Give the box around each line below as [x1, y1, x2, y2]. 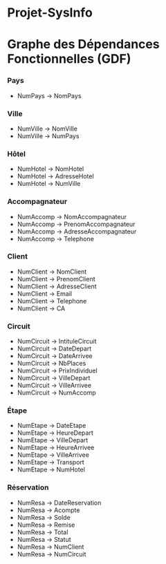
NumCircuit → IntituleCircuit [17, 337, 97, 346]
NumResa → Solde [17, 513, 71, 521]
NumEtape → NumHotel [17, 465, 85, 474]
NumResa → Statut [17, 535, 71, 543]
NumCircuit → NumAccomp [17, 388, 96, 397]
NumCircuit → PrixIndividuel [17, 366, 98, 375]
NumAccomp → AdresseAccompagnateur [17, 227, 137, 236]
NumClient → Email [17, 289, 73, 298]
